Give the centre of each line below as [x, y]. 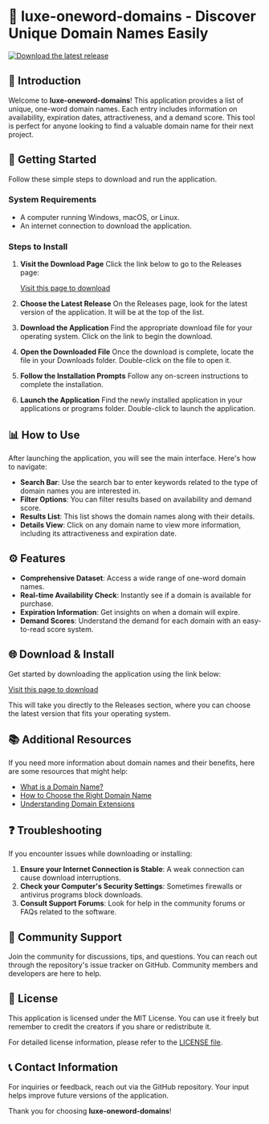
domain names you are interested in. [80, 491]
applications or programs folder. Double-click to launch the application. [138, 409]
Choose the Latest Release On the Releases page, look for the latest [134, 303]
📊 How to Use [44, 435]
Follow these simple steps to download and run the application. [113, 179]
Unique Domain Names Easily [108, 33]
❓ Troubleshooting [55, 830]
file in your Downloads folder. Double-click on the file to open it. [125, 360]
